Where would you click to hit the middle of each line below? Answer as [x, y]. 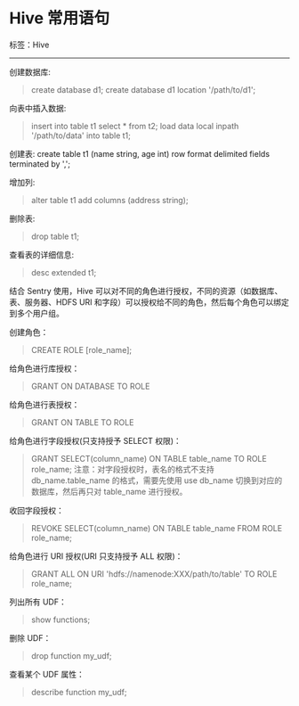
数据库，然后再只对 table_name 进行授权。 [109, 491]
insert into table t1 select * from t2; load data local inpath [135, 126]
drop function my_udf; [72, 655]
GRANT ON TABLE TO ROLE [82, 422]
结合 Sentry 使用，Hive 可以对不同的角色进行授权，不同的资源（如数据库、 [146, 291]
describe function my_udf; [79, 692]
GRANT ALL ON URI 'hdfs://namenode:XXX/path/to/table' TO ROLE [154, 574]
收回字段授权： [36, 510]
